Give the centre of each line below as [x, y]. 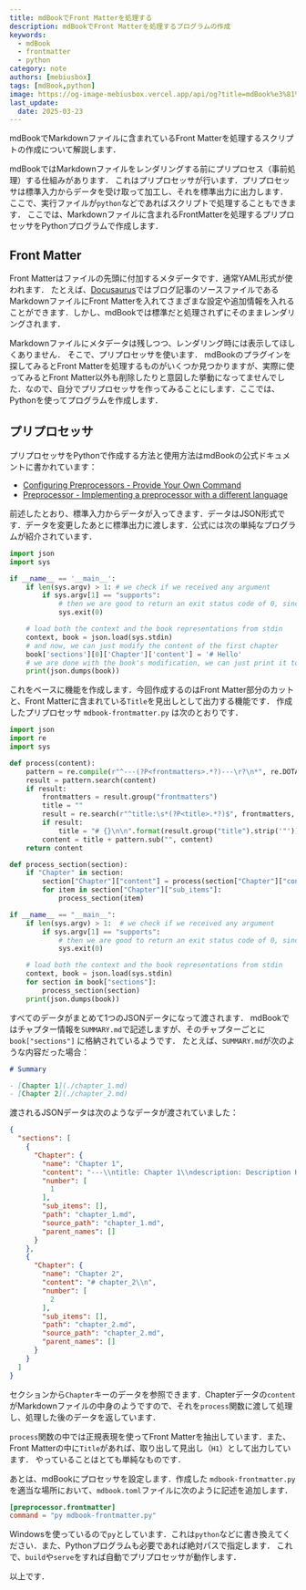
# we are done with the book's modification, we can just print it [156, 663]
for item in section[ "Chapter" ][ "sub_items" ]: [132, 890]
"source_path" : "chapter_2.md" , [104, 1333]
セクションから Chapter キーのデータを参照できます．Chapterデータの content [153, 1394]
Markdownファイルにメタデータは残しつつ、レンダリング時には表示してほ [148, 344]
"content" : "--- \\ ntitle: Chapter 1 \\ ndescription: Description [167, 1172]
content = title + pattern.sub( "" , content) [128, 840]
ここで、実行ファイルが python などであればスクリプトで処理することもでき [149, 203]
